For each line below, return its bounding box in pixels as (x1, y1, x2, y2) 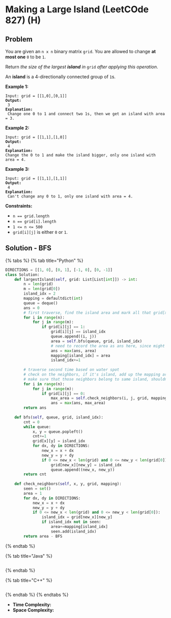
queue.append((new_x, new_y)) (50, 467, 115, 472)
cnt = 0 (23, 420, 40, 425)
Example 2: (5, 125, 30, 131)
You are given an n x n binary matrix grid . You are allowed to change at (5, 49, 156, 54)
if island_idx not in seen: (41, 519, 101, 525)
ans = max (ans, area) (50, 348, 97, 354)
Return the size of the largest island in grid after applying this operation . (5, 64, 159, 70)
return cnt (23, 472, 47, 477)
